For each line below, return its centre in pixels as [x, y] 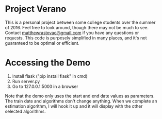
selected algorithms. [25, 111]
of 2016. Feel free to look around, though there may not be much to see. [77, 27]
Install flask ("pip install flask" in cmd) [50, 76]
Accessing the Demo [48, 63]
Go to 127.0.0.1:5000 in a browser [45, 86]
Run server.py [26, 81]
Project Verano [36, 9]
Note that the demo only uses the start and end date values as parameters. [80, 96]
